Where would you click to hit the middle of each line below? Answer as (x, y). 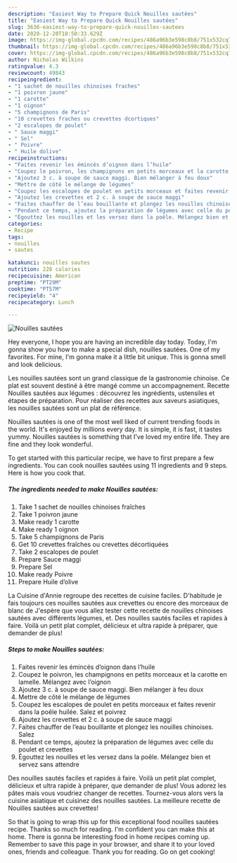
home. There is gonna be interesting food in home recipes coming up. (109, 837)
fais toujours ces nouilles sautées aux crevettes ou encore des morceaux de (118, 603)
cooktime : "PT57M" (35, 289)
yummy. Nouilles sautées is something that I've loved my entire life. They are (119, 437)
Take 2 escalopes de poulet (58, 552)
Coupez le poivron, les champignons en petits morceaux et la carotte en (122, 675)
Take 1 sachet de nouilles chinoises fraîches (82, 507)
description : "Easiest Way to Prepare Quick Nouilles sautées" (103, 14)
